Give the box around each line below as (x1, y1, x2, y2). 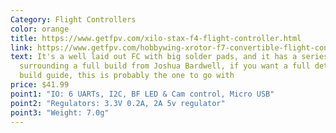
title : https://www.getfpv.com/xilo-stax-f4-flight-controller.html (10, 33, 302, 43)
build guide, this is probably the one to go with (19, 71, 235, 81)
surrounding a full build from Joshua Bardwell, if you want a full (19, 61, 311, 71)
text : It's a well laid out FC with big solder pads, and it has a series (10, 52, 329, 62)
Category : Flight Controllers (10, 14, 137, 25)
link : (10, 42, 33, 53)
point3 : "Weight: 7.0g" (10, 107, 110, 118)
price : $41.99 (10, 80, 70, 90)
